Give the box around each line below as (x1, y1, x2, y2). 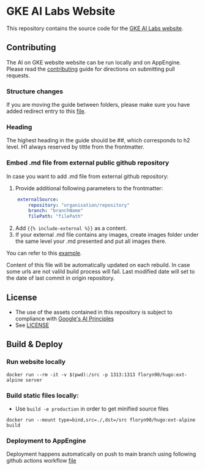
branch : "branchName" (28, 207, 84, 214)
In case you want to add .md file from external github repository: (6, 172, 169, 180)
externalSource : (17, 196, 59, 202)
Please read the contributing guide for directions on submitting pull (6, 65, 176, 72)
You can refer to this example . (6, 250, 82, 257)
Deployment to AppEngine (6, 436, 87, 445)
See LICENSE (15, 321, 50, 329)
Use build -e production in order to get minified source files (15, 405, 169, 412)
